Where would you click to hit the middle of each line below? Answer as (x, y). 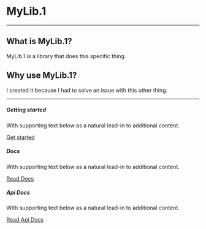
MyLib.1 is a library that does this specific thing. (66, 56)
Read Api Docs (25, 220)
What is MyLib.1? (39, 41)
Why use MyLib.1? (42, 76)
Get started (21, 137)
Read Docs (20, 178)
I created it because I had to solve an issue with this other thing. (87, 90)
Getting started (26, 110)
